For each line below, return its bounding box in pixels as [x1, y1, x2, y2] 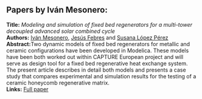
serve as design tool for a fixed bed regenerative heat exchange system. [6, 60, 188, 67]
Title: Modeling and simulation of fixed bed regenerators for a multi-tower [6, 21, 193, 28]
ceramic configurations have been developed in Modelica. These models [6, 47, 189, 54]
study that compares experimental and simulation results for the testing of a [6, 72, 197, 80]
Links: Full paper [6, 85, 49, 93]
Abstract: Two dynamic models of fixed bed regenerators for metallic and [6, 40, 190, 47]
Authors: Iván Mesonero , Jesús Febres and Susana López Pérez [6, 33, 169, 41]
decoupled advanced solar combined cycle [6, 27, 116, 35]
